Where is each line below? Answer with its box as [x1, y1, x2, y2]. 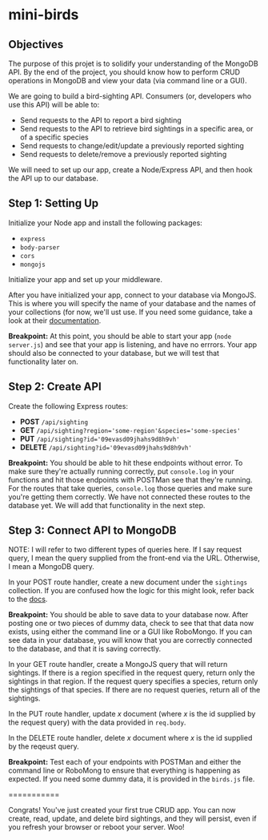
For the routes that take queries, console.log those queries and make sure [8, 483, 254, 493]
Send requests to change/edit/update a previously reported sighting [19, 141, 244, 150]
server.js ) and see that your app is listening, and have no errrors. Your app [8, 339, 258, 349]
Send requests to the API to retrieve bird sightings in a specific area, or [19, 124, 254, 133]
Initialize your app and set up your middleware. [8, 274, 162, 284]
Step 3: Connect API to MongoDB [8, 523, 177, 538]
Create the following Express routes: [8, 401, 128, 410]
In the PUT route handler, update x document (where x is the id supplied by [8, 709, 256, 719]
